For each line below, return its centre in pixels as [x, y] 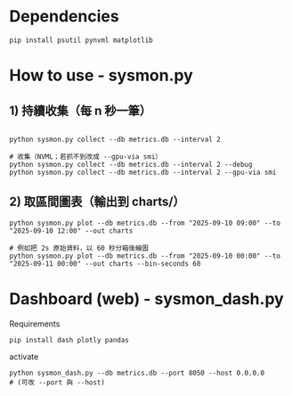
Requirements [35, 324]
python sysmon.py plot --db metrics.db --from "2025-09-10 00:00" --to [145, 256]
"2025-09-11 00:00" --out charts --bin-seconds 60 [105, 264]
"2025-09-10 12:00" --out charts [71, 231]
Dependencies [64, 16]
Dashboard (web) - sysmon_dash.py [146, 298]
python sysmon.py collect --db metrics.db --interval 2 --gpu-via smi [143, 172]
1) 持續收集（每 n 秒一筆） [80, 110]
